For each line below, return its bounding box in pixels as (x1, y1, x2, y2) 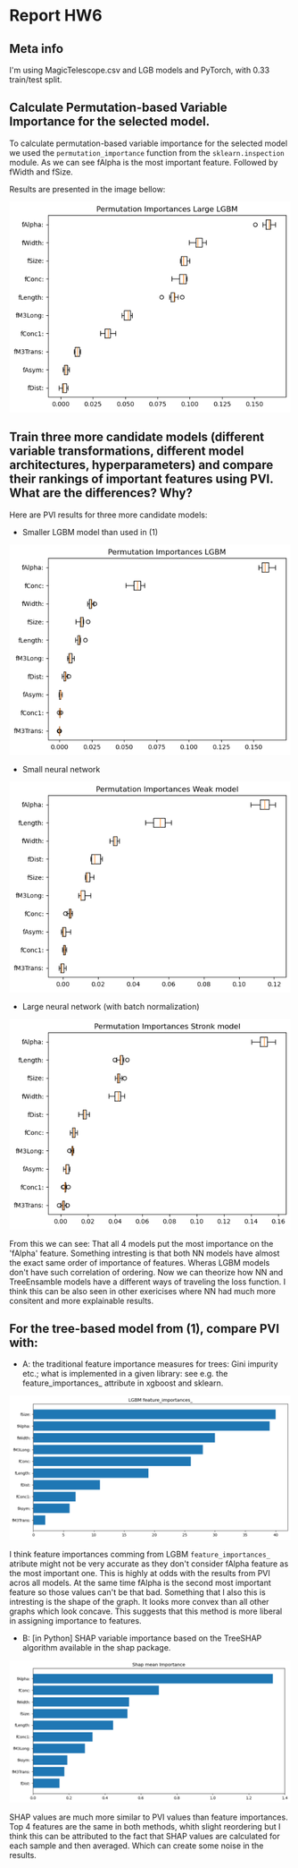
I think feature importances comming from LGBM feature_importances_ (9, 1549, 270, 1560)
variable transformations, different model (9, 444, 244, 459)
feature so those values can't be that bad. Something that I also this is (9, 1587, 266, 1598)
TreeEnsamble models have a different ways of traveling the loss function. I (9, 1276, 286, 1287)
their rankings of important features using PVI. (9, 472, 274, 487)
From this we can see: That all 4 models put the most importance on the (9, 1238, 274, 1249)
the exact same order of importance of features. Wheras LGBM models (9, 1257, 270, 1267)
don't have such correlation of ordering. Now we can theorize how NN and (9, 1267, 284, 1277)
